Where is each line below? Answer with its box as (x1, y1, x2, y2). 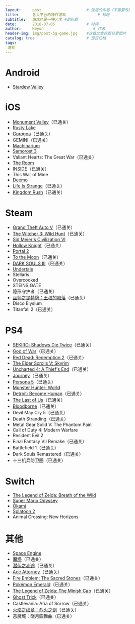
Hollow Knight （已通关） (12, 243, 64, 249)
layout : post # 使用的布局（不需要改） (5, 7, 132, 13)
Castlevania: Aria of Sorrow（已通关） (12, 601, 92, 607)
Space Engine (12, 550, 42, 556)
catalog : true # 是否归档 (5, 36, 106, 41)
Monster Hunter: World (12, 384, 60, 391)
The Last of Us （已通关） (12, 397, 65, 403)
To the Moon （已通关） (12, 254, 61, 260)
